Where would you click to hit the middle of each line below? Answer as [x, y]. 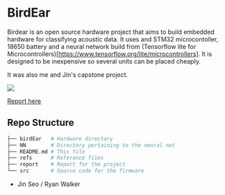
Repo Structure [41, 123]
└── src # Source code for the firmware [76, 171]
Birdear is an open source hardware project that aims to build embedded [111, 32]
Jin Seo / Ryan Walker [49, 184]
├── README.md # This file [46, 151]
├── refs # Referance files [56, 158]
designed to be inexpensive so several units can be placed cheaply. [104, 61]
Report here [24, 101]
